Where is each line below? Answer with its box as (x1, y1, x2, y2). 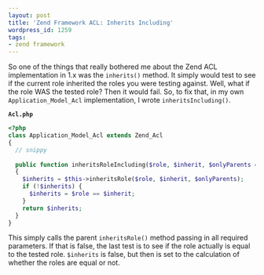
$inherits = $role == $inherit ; (28, 190, 135, 197)
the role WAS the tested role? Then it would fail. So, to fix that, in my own (8, 87, 244, 96)
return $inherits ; (22, 204, 82, 212)
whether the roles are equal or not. (8, 258, 120, 267)
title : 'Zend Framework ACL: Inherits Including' (8, 19, 174, 27)
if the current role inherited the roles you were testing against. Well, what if (8, 79, 250, 89)
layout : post (8, 11, 51, 20)
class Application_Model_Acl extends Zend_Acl (8, 132, 163, 139)
